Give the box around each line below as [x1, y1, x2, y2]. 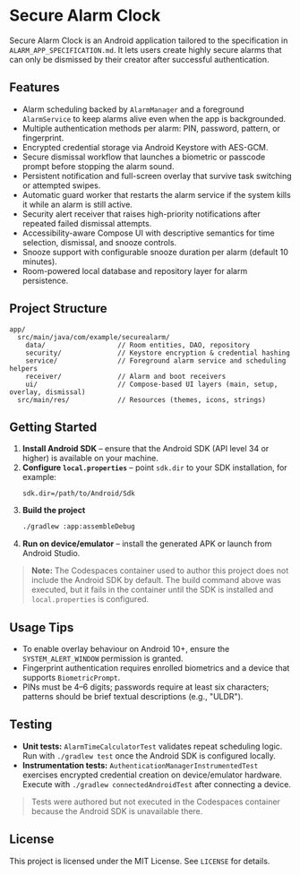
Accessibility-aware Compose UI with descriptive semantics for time [21, 227, 275, 238]
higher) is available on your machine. [21, 453, 159, 464]
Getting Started [9, 419, 98, 434]
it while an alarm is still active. [21, 199, 133, 210]
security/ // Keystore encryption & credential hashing [25, 348, 291, 357]
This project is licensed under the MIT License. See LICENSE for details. [9, 855, 270, 866]
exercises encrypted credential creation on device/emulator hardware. [21, 769, 282, 780]
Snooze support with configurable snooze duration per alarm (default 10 [21, 246, 289, 257]
